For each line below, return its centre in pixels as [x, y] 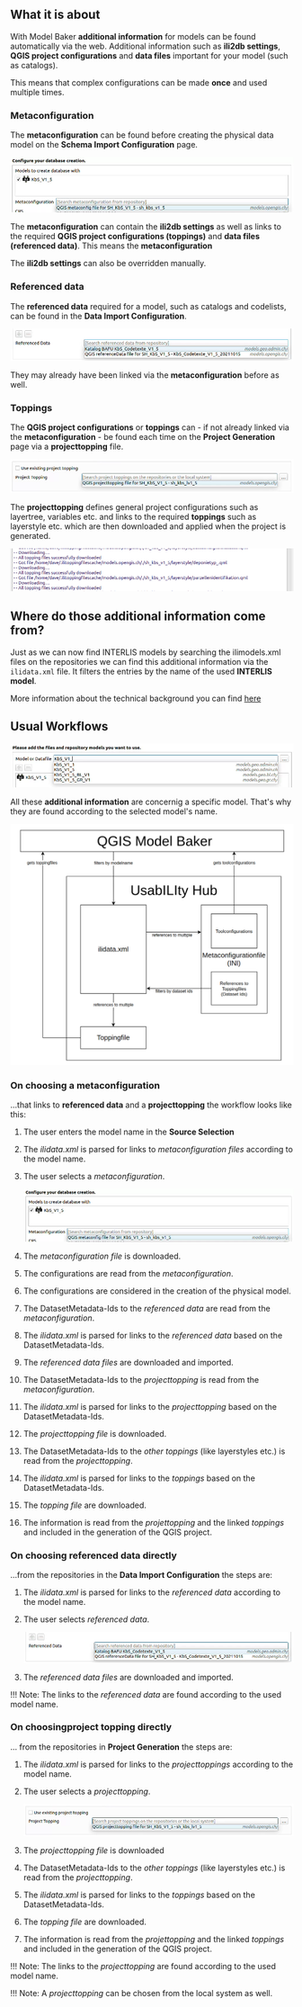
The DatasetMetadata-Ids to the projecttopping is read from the [141, 1379]
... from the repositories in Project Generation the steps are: [121, 1747]
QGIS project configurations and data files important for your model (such [149, 55]
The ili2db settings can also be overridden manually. [108, 264]
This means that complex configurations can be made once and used [139, 82]
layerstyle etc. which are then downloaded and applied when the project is [148, 526]
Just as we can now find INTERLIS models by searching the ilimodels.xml [146, 652]
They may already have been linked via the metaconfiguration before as [145, 375]
